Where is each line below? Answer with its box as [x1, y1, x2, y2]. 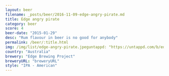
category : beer [5, 21, 37, 26]
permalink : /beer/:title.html [5, 40, 69, 45]
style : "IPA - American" [5, 63, 57, 68]
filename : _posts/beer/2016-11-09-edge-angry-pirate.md [5, 12, 125, 17]
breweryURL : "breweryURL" [5, 58, 59, 63]
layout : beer [5, 7, 33, 12]
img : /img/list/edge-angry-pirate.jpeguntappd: [5, 44, 107, 49]
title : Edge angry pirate [5, 16, 59, 21]
